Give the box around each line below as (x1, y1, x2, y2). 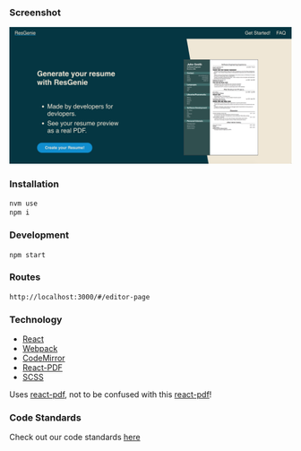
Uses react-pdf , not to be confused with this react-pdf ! (9, 389, 212, 400)
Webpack (21, 343, 58, 354)
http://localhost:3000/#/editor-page (9, 292, 150, 301)
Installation (9, 178, 60, 190)
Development (9, 229, 70, 241)
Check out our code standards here (9, 432, 141, 443)
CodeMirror (21, 352, 65, 364)
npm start (9, 250, 47, 259)
